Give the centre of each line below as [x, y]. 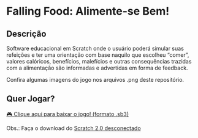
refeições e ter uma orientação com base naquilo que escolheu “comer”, [98, 55]
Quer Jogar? [31, 99]
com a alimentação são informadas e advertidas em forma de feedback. [97, 68]
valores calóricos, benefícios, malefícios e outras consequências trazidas [99, 61]
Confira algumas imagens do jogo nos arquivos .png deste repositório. [95, 80]
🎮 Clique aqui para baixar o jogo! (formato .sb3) [67, 114]
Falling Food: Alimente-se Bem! [88, 11]
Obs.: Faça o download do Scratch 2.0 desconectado [74, 128]
